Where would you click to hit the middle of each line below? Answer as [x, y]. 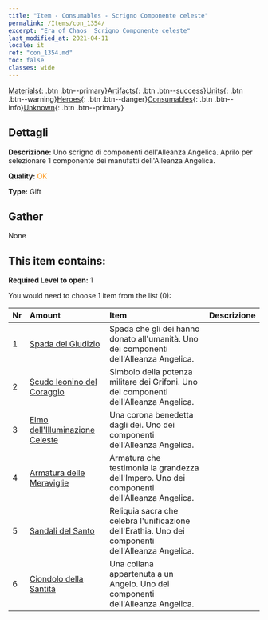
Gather [26, 216]
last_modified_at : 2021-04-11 [59, 38]
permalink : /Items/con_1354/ [57, 23]
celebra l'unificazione [150, 521]
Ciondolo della [56, 579]
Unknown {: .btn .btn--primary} [74, 107]
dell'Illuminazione [62, 430]
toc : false [26, 61]
